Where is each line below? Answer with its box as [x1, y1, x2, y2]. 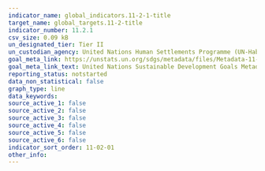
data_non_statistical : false [8, 77, 104, 85]
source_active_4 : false [8, 121, 87, 129]
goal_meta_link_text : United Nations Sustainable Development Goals [8, 63, 238, 71]
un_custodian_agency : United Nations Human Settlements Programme [8, 48, 231, 56]
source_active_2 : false [8, 107, 87, 115]
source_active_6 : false [8, 136, 87, 144]
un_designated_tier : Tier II [8, 41, 104, 49]
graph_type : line [8, 84, 65, 93]
